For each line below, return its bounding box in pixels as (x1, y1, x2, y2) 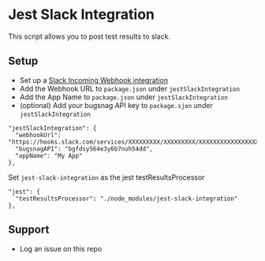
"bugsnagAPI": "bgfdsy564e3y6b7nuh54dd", (15, 144, 154, 153)
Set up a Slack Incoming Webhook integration (19, 75, 168, 84)
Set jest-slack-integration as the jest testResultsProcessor (8, 172, 205, 182)
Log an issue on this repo (19, 244, 103, 253)
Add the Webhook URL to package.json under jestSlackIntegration (19, 84, 241, 93)
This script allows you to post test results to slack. (8, 32, 171, 41)
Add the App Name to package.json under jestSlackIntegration (19, 92, 229, 102)
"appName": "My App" (15, 151, 83, 159)
